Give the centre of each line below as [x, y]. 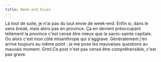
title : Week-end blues [28, 9]
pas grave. [16, 54]
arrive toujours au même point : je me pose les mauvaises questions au [76, 44]
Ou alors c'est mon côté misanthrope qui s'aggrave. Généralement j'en [76, 39]
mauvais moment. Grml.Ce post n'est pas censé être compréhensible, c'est [80, 49]
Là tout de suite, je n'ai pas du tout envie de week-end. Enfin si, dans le [77, 23]
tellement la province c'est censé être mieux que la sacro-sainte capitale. [79, 33]
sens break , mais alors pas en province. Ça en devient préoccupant [73, 28]
